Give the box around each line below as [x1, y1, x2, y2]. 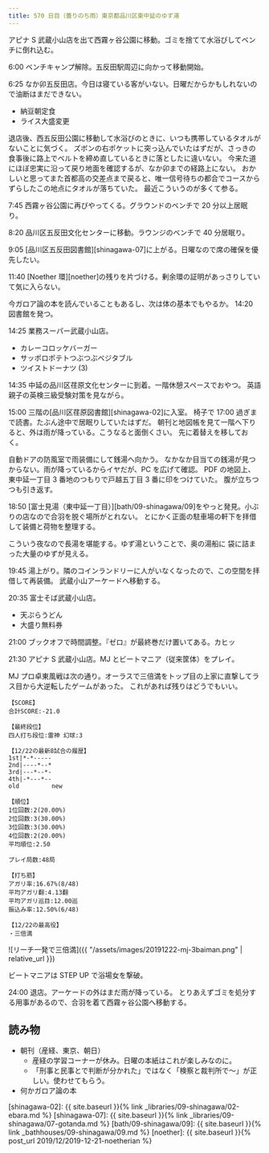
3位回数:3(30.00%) [8, 823, 67, 831]
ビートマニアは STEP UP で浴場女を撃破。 [8, 970, 148, 980]
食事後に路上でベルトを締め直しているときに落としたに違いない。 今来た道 [8, 153, 257, 163]
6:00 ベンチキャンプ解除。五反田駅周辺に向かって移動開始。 [8, 62, 209, 71]
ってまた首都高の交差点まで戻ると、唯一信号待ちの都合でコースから [35, 173, 261, 183]
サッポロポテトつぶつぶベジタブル [19, 352, 133, 362]
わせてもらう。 [59, 1076, 110, 1086]
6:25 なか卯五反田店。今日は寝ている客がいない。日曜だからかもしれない [8, 79, 251, 88]
